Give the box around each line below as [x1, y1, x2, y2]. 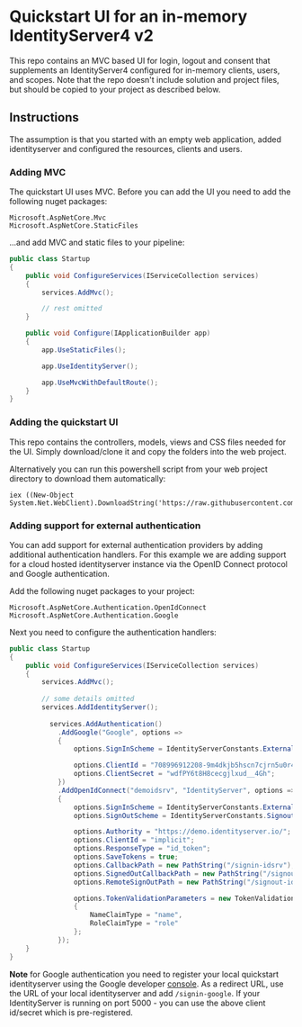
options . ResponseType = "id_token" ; [73, 844, 211, 853]
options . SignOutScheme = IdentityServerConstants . [73, 811, 268, 820]
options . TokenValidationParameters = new [73, 894, 231, 903]
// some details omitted [41, 695, 135, 704]
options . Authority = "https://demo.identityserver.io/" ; [73, 827, 292, 836]
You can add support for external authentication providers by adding [9, 539, 263, 550]
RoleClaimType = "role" [89, 919, 179, 928]
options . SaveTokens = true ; [73, 852, 179, 861]
